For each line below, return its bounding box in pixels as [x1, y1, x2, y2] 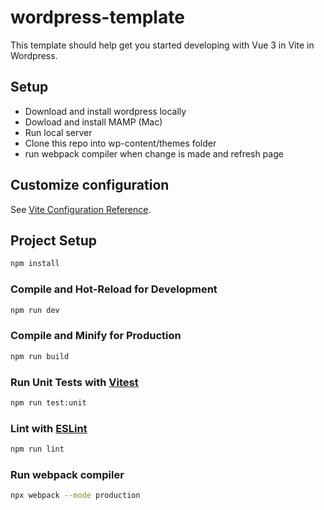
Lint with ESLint [10, 421, 88, 435]
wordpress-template [10, 6, 185, 29]
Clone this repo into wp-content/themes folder [24, 137, 217, 149]
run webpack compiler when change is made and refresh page [24, 147, 284, 160]
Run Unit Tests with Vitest [10, 375, 139, 389]
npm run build [10, 351, 70, 361]
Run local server [24, 126, 93, 138]
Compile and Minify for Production [10, 329, 182, 343]
